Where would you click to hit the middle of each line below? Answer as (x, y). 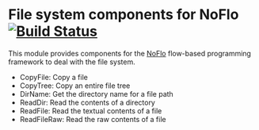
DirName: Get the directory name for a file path (97, 94)
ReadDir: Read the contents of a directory (88, 102)
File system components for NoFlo (124, 15)
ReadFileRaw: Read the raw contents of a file (93, 119)
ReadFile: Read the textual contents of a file (91, 111)
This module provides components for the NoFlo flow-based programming (130, 53)
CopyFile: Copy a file (54, 77)
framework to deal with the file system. (72, 62)
